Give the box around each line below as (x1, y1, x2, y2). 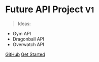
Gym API (12, 30, 31, 36)
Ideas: (17, 20, 31, 27)
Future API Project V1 (5, 4, 94, 15)
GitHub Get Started (5, 51, 45, 57)
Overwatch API (12, 41, 44, 47)
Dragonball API (12, 36, 44, 42)
